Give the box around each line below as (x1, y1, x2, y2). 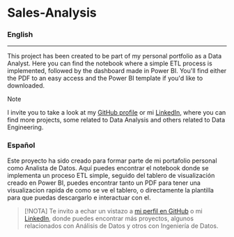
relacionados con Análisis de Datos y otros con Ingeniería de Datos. (24, 221, 219, 230)
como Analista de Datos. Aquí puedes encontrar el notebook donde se (7, 163, 209, 172)
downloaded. (7, 81, 45, 90)
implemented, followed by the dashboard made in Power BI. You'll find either (7, 67, 227, 75)
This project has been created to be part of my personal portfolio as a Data (7, 52, 222, 60)
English (7, 30, 33, 40)
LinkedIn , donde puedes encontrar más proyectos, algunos (24, 214, 194, 222)
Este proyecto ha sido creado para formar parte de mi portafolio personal (7, 156, 217, 165)
